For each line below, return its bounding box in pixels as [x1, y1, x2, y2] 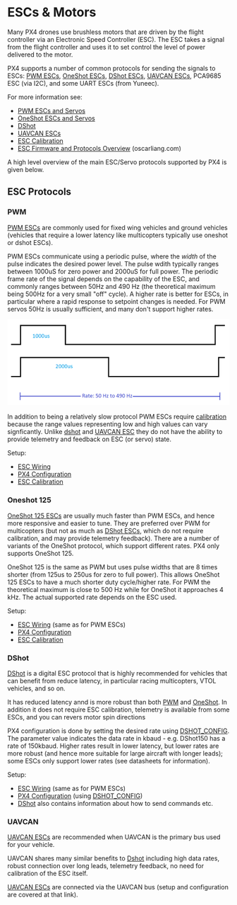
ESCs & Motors [7, 4, 97, 21]
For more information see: [7, 93, 83, 101]
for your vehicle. [7, 841, 55, 849]
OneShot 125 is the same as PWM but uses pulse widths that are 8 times [7, 562, 218, 571]
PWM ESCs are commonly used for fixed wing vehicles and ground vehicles [7, 223, 228, 232]
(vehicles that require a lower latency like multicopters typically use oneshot [7, 231, 228, 239]
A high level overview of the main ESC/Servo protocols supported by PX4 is [7, 157, 227, 166]
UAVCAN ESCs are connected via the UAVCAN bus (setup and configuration [7, 883, 229, 892]
